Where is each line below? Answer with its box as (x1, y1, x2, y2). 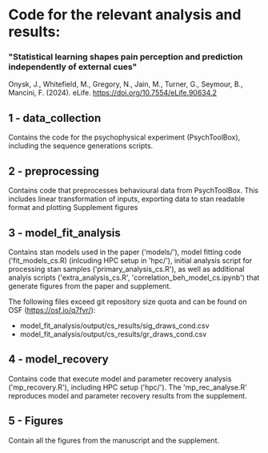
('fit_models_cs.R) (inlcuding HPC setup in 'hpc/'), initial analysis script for (8, 255, 253, 265)
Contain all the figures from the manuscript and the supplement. (8, 435, 220, 445)
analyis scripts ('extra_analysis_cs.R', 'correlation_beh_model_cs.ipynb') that (8, 273, 260, 282)
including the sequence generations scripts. (8, 141, 154, 151)
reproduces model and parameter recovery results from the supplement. (8, 390, 247, 400)
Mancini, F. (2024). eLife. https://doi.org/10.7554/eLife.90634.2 (8, 88, 218, 98)
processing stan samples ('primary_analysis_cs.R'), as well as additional (8, 264, 245, 273)
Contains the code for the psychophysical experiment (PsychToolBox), (8, 132, 241, 142)
